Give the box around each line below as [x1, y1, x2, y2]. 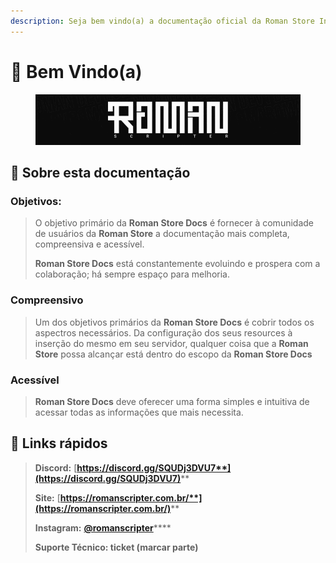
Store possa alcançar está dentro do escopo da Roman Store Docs [34, 348, 313, 360]
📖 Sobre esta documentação [10, 165, 191, 182]
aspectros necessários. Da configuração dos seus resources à [34, 326, 293, 339]
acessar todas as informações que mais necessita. [34, 406, 244, 419]
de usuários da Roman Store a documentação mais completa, [34, 228, 290, 240]
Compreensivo [10, 293, 84, 307]
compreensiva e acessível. [34, 238, 145, 250]
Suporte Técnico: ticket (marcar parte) [34, 541, 199, 553]
